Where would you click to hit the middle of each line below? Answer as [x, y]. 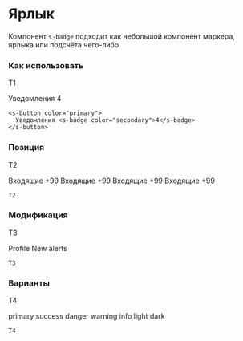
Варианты [29, 283]
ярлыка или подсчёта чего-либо [64, 44]
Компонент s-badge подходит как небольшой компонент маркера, [121, 36]
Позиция [26, 148]
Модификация [38, 215]
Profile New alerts [38, 248]
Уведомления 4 [35, 99]
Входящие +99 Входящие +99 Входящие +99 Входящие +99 [111, 181]
